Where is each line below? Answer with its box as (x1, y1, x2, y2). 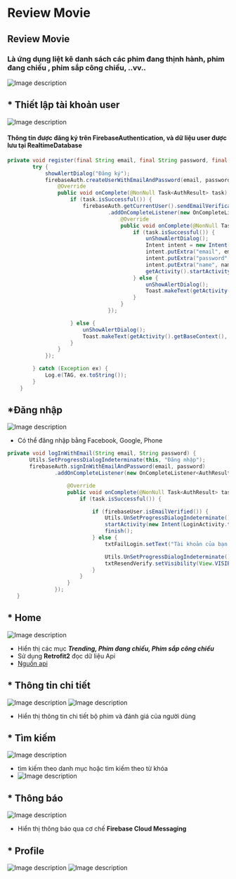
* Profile (7, 845, 44, 857)
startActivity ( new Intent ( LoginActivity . (104, 521, 228, 528)
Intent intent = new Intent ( (145, 242, 231, 249)
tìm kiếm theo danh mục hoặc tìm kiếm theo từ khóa (17, 764, 169, 773)
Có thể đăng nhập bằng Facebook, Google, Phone (17, 436, 163, 445)
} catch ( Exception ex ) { (32, 365, 109, 372)
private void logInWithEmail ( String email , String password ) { (7, 450, 197, 457)
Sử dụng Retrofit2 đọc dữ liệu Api (17, 651, 116, 660)
